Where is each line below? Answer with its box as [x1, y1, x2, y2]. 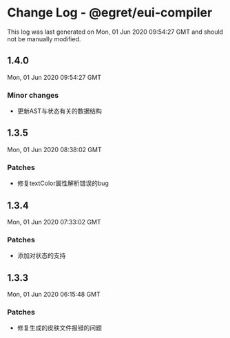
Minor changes [7, 90, 59, 100]
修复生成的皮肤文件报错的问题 [17, 324, 102, 332]
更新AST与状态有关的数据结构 [17, 107, 102, 115]
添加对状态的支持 [17, 251, 66, 260]
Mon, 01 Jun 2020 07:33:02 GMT [7, 218, 101, 226]
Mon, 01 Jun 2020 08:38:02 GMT [7, 145, 102, 154]
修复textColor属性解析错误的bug [17, 179, 109, 187]
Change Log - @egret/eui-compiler [7, 5, 213, 21]
